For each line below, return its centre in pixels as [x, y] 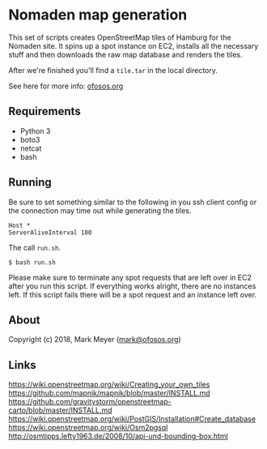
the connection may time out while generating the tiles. [100, 210]
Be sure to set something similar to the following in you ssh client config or [133, 202]
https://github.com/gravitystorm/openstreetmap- [90, 402]
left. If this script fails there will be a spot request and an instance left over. [133, 294]
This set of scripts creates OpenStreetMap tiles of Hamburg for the [120, 37]
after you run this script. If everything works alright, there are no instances [132, 286]
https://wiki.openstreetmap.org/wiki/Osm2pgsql [88, 428]
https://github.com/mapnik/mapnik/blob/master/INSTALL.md [109, 393]
